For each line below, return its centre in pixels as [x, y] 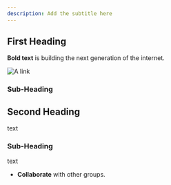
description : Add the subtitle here [60, 13]
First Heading [37, 42]
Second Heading [44, 111]
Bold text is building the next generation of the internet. [86, 58]
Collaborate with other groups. [61, 175]
